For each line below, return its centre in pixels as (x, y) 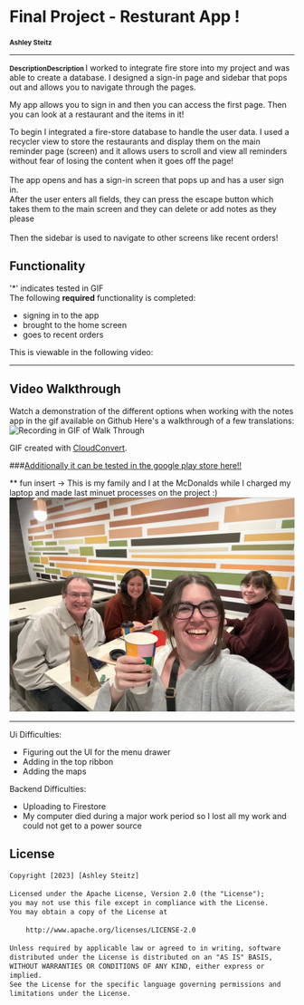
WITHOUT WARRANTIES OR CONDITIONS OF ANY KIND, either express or (137, 967)
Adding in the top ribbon (68, 761)
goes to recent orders (63, 334)
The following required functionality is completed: (103, 297)
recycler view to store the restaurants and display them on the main (135, 141)
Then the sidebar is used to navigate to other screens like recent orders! (144, 237)
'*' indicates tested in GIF (57, 288)
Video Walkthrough (65, 389)
